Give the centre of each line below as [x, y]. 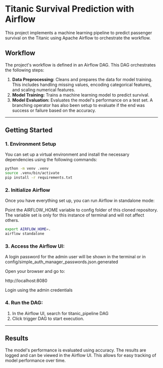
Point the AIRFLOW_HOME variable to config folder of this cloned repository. [81, 210]
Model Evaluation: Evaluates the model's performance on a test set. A [82, 100]
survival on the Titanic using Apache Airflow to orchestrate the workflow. [78, 38]
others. [12, 220]
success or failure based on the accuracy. [54, 110]
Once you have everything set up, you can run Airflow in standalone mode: [80, 201]
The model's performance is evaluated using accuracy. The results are [76, 350]
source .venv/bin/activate [32, 173]
